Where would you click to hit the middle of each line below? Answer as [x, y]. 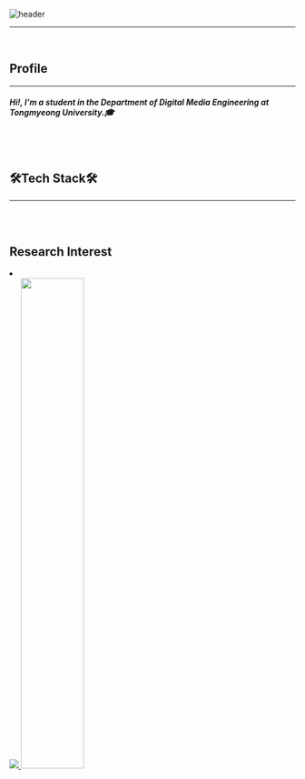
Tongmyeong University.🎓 [62, 113]
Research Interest [61, 252]
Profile [29, 69]
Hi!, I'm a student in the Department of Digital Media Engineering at [139, 102]
